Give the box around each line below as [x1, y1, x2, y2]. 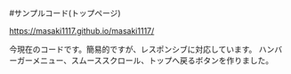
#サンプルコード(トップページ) [9, 8, 122, 18]
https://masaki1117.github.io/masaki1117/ [9, 26, 155, 36]
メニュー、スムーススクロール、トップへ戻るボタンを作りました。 [32, 55, 274, 65]
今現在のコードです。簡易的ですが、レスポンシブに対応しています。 [9, 44, 257, 54]
